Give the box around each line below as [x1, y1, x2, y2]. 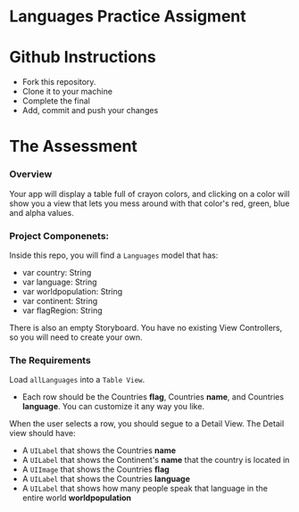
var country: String [21, 267, 92, 277]
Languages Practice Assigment [9, 6, 247, 27]
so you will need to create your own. [9, 332, 143, 343]
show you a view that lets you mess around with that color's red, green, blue [9, 198, 290, 209]
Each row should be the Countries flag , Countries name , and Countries [21, 392, 284, 402]
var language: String [21, 277, 97, 287]
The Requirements [9, 354, 91, 367]
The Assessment [9, 136, 138, 157]
